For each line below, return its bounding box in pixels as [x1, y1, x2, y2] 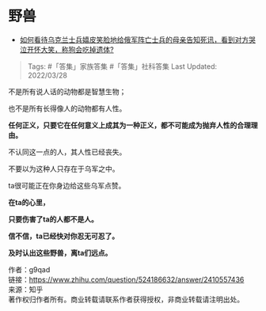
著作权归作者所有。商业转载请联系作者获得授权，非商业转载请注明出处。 [8, 294, 244, 304]
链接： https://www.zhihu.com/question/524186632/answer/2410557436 [8, 275, 245, 284]
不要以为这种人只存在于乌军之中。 [8, 164, 120, 173]
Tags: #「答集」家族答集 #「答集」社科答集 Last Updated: [27, 61, 218, 71]
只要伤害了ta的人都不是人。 [8, 214, 99, 224]
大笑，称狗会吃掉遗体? [40, 44, 114, 54]
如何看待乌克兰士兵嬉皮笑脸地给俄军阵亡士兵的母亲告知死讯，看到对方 [19, 35, 249, 44]
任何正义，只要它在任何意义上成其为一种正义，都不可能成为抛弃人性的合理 [8, 120, 251, 130]
